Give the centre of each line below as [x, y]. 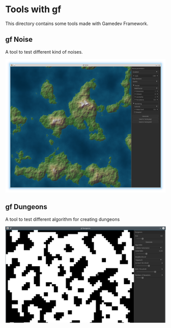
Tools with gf [33, 9]
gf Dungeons [26, 207]
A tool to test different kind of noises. [44, 52]
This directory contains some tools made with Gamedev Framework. [77, 23]
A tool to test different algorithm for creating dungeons [63, 219]
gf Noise [19, 40]
